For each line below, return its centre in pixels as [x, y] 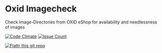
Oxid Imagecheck [41, 9]
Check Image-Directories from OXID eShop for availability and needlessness [81, 22]
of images [15, 27]
